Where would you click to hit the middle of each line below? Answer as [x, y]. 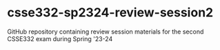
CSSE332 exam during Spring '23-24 [60, 38]
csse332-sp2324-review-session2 [110, 13]
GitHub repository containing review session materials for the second [106, 32]
